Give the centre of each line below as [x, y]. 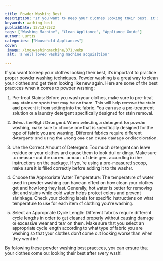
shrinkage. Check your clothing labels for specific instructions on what [83, 198]
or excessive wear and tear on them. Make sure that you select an [78, 223]
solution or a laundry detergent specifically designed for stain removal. [83, 113]
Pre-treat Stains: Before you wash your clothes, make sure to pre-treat [82, 97]
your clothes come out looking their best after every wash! [64, 253]
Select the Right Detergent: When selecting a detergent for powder [79, 122]
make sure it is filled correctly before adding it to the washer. [73, 168]
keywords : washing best [29, 23]
